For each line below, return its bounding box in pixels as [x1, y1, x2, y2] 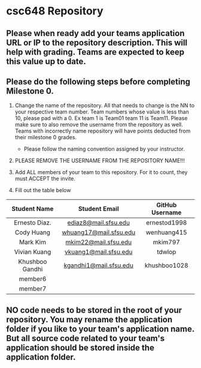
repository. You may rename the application [6, 314, 173, 325]
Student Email [78, 205, 120, 213]
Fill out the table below [14, 187, 71, 194]
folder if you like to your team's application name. [6, 324, 194, 334]
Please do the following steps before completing [6, 76, 190, 86]
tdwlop [156, 248, 176, 256]
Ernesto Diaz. [14, 219, 52, 227]
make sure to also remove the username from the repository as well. [14, 121, 184, 128]
